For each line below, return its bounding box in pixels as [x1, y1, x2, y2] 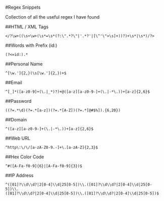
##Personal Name [5, 61, 43, 67]
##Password [5, 98, 32, 104]
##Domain [5, 117, 27, 122]
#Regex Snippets [5, 5, 41, 10]
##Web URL [5, 136, 30, 141]
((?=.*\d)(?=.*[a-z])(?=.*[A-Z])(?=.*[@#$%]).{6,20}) [5, 108, 121, 113]
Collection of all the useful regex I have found [5, 14, 100, 20]
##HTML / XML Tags [5, 24, 49, 30]
